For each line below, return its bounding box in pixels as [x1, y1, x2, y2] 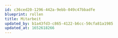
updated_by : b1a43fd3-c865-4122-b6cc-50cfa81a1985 [5, 21, 113, 26]
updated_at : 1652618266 [5, 26, 55, 31]
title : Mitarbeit [5, 16, 41, 21]
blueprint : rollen [5, 12, 43, 17]
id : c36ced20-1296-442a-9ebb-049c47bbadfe [5, 7, 95, 12]
